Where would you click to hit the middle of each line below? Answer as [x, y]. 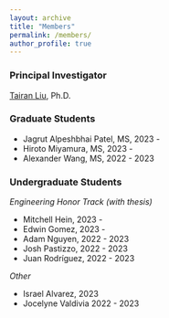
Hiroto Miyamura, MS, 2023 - [78, 148]
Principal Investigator [58, 76]
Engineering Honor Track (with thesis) [81, 202]
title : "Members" [42, 26]
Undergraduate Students [66, 182]
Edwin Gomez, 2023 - [64, 229]
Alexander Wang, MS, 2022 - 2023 [89, 158]
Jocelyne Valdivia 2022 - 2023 [81, 303]
